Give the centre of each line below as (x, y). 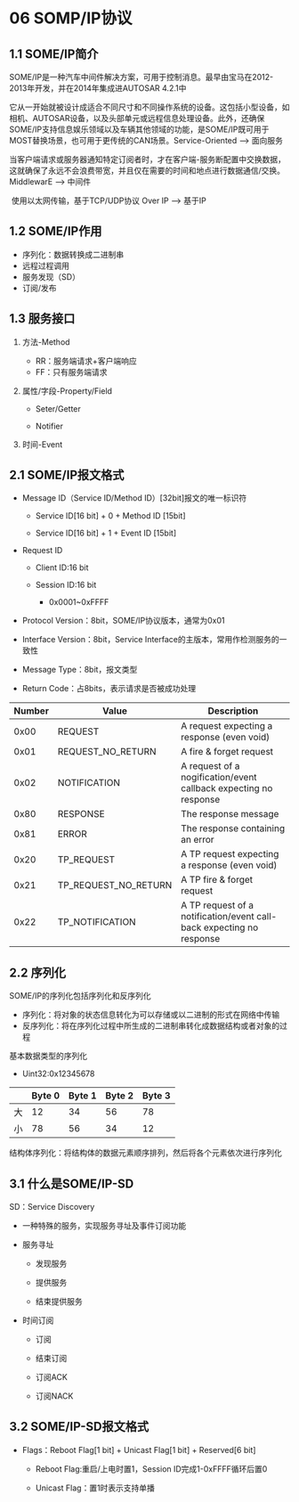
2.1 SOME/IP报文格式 (67, 475)
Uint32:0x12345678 (58, 1073)
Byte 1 (82, 1096)
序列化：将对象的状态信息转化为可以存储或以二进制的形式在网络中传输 (151, 1015)
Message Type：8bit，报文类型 (80, 670)
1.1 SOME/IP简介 (54, 54)
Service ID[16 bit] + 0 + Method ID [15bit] (110, 516)
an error (198, 840)
